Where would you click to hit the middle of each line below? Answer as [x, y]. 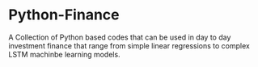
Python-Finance [64, 15]
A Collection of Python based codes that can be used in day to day [120, 37]
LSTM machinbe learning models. [64, 54]
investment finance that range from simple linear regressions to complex [129, 45]
